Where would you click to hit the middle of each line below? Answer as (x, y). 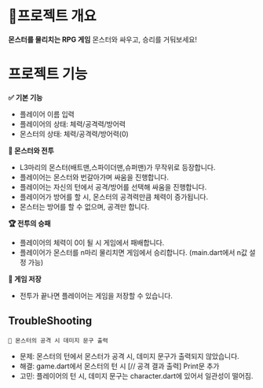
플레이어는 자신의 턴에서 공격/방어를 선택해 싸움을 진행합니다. (113, 187)
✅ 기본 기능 (26, 97)
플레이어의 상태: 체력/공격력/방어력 (72, 124)
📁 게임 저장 (25, 279)
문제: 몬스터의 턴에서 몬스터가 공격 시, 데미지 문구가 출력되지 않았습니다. (129, 356)
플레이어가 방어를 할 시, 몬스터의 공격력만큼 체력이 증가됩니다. (114, 197)
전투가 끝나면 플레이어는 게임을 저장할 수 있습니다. (96, 295)
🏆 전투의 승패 (29, 223)
